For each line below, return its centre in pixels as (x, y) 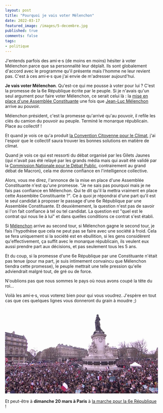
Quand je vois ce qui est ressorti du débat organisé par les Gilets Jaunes (78, 155)
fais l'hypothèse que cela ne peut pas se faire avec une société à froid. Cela (81, 231)
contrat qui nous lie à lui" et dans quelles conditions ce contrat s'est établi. (80, 216)
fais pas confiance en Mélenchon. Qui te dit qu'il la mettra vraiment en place (81, 190)
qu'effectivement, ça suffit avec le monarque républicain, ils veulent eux (77, 241)
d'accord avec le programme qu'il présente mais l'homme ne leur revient (78, 71)
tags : (10, 41)
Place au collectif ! (24, 126)
